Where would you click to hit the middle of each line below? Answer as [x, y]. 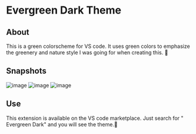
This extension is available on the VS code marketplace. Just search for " [95, 118]
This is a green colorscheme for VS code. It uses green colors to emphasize [98, 46]
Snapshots [26, 71]
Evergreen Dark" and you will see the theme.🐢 [62, 124]
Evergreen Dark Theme [64, 10]
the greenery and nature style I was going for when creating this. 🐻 [87, 53]
